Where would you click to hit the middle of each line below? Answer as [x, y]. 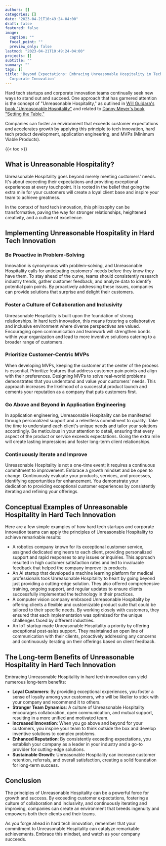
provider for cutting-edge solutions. [49, 749]
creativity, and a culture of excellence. [44, 217]
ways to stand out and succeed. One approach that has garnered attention [81, 98]
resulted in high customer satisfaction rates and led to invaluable [78, 563]
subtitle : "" [19, 60]
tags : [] [14, 70]
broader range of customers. [35, 342]
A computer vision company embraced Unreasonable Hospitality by [81, 599]
